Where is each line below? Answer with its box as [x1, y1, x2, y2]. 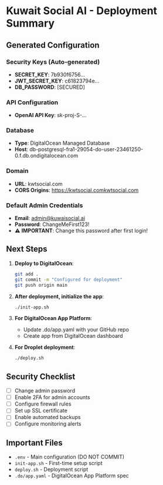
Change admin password [14, 387, 75, 394]
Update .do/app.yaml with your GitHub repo [23, 326, 129, 333]
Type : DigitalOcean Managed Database [14, 139, 110, 147]
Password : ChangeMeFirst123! [14, 221, 90, 228]
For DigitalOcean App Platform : [14, 315, 93, 322]
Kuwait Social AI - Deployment [6, 4, 157, 18]
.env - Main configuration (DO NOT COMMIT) [14, 453, 125, 460]
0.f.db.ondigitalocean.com [14, 152, 78, 160]
